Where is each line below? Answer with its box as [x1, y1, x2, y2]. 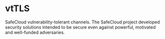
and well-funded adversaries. [5, 29, 65, 35]
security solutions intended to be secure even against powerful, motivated [5, 24, 156, 30]
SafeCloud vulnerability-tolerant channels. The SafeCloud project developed [5, 19, 160, 25]
